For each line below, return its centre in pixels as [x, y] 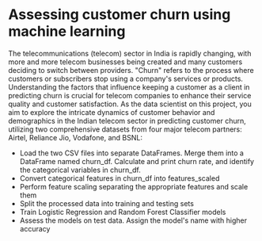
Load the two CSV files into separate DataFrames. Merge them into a [131, 153]
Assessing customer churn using [120, 15]
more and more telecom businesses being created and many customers [125, 62]
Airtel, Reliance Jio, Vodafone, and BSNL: [75, 137]
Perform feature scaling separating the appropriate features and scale [134, 186]
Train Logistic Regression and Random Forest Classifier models [123, 212]
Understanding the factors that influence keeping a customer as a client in [129, 87]
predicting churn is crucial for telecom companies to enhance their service [130, 95]
